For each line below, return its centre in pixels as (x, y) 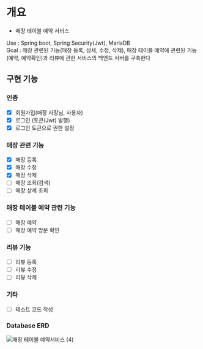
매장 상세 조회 (31, 190)
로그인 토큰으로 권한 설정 (45, 128)
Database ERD (28, 325)
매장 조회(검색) (33, 183)
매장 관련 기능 (25, 145)
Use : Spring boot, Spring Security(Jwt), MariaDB (68, 43)
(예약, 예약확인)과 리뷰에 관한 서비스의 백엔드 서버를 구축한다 (79, 58)
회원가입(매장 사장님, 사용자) (49, 112)
